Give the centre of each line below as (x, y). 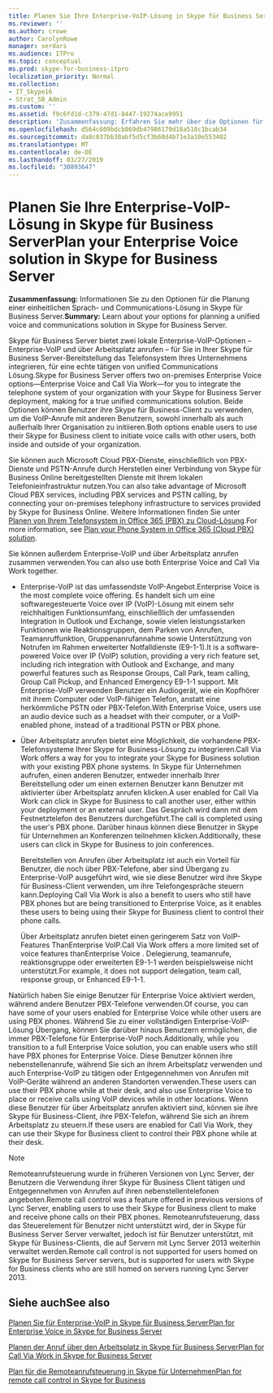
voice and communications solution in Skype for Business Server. (118, 325)
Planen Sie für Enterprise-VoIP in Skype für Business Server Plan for (121, 1322)
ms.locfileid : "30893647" (52, 168)
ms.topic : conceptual (45, 62)
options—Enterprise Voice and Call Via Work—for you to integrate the (125, 384)
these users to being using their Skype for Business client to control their (142, 912)
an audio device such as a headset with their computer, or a (120, 716)
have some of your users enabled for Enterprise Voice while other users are (135, 1012)
